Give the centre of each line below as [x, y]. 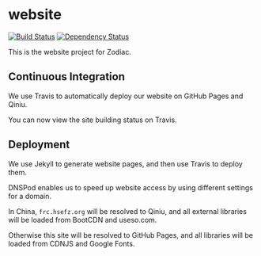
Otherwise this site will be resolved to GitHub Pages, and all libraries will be [130, 235]
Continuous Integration [66, 77]
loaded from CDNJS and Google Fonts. [72, 243]
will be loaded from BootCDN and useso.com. [83, 220]
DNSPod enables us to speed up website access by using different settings [130, 187]
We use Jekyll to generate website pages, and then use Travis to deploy [125, 163]
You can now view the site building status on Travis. [93, 120]
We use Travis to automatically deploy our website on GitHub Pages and [126, 96]
